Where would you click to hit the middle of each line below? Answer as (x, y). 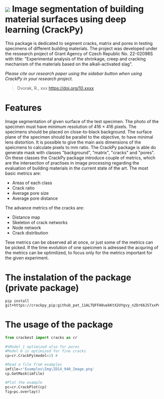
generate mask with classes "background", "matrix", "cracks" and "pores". (80, 152)
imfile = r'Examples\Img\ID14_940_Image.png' (50, 369)
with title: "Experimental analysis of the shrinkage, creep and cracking (75, 59)
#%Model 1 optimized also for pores (42, 347)
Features (23, 108)
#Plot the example (24, 382)
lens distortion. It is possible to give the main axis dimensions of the (73, 142)
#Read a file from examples (34, 365)
